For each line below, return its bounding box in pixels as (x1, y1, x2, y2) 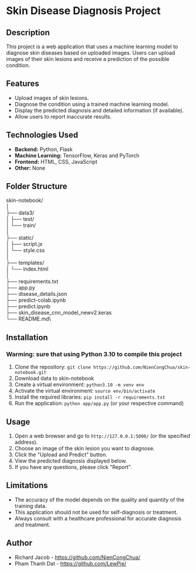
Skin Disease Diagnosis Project (6, 4, 161, 18)
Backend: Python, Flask (14, 146, 73, 153)
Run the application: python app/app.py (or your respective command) (14, 400, 184, 407)
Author (6, 538, 32, 548)
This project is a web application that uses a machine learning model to (6, 43, 178, 50)
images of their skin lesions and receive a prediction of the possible (6, 56, 170, 62)
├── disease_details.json (6, 291, 67, 298)
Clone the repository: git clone (14, 363, 91, 370)
